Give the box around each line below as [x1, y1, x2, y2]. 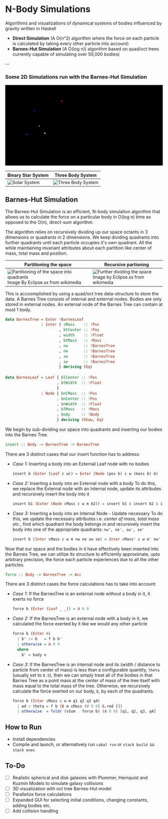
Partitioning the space [24, 261, 71, 267]
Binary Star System [7, 172, 49, 178]
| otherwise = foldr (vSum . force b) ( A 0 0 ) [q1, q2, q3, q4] [17, 709, 156, 714]
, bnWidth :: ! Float [56, 401, 101, 407]
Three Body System [54, 172, 97, 178]
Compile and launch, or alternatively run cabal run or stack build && [12, 741, 155, 748]
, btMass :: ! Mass [58, 338, 101, 343]
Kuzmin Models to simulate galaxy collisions [12, 780, 103, 786]
